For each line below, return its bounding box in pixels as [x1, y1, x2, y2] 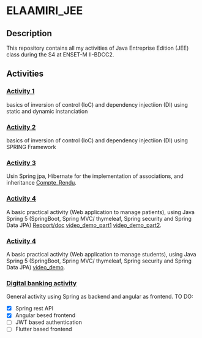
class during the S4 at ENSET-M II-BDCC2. [6, 51, 114, 58]
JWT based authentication [15, 318, 83, 326]
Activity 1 [6, 87, 35, 96]
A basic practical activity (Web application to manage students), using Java [6, 250, 196, 258]
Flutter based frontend [15, 326, 72, 333]
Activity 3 [6, 158, 36, 167]
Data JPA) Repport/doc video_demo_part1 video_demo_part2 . [6, 221, 162, 229]
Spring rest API [15, 305, 54, 312]
